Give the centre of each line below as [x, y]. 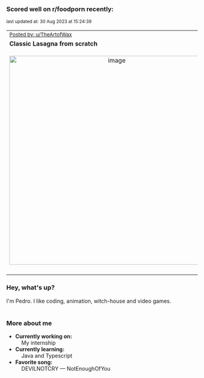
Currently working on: [43, 336]
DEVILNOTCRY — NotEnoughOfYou [66, 368]
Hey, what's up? [31, 287]
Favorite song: [34, 362]
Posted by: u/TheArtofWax [41, 35]
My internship [38, 343]
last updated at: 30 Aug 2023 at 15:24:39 [49, 22]
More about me [29, 323]
